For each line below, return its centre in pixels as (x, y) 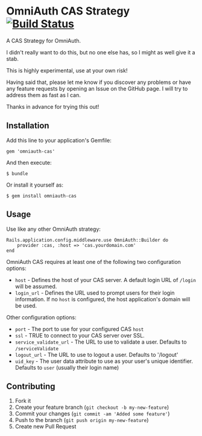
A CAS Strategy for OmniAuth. (44, 40)
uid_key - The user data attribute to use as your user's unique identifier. (104, 361)
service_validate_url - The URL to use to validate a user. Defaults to (101, 342)
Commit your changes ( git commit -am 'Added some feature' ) (92, 414)
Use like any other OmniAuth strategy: (54, 229)
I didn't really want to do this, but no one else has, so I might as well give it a (101, 52)
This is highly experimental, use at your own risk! (67, 70)
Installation (28, 126)
